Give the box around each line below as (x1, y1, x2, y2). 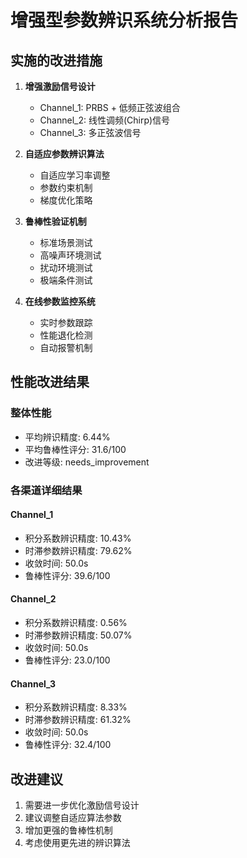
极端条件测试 (39, 274, 93, 286)
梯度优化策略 (39, 194, 93, 206)
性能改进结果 (10, 374, 90, 391)
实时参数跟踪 (39, 317, 93, 328)
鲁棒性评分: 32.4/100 (24, 739, 112, 751)
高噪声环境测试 (39, 249, 102, 261)
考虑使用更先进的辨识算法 (24, 837, 131, 849)
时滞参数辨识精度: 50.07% (24, 629, 133, 641)
